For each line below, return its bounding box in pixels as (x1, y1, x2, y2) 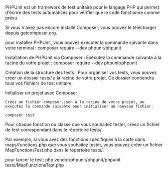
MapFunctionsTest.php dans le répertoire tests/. (5, 147, 104, 153)
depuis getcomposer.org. (5, 30, 58, 35)
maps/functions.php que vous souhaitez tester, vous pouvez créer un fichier (5, 142, 163, 147)
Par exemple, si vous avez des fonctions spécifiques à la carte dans (5, 136, 145, 142)
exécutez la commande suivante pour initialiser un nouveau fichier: (5, 104, 154, 109)
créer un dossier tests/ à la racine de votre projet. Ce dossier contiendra (5, 75, 154, 80)
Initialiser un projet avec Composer (5, 90, 78, 95)
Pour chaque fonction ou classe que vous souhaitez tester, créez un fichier (5, 121, 160, 127)
